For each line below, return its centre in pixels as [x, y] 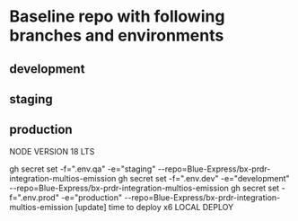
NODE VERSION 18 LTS [52, 151]
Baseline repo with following [117, 17]
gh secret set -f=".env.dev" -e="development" [204, 178]
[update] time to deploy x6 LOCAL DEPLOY [154, 207]
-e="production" [92, 197]
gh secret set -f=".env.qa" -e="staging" [83, 169]
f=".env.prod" [35, 197]
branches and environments [117, 35]
